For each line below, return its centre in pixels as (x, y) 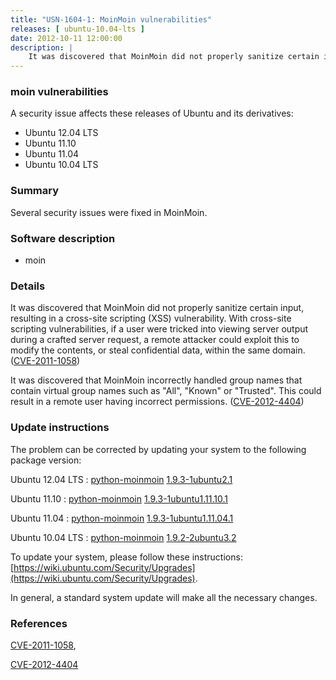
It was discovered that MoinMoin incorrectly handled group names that (156, 380)
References (39, 623)
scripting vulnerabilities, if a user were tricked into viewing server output (159, 329)
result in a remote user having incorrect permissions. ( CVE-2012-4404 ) (157, 402)
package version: (46, 460)
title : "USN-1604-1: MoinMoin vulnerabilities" (111, 19)
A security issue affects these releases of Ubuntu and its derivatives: (152, 113)
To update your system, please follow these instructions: (126, 557)
